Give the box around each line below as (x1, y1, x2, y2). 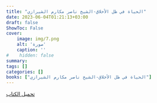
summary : (6, 58, 28, 64)
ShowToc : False (6, 25, 44, 31)
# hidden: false (6, 52, 54, 58)
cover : (6, 31, 22, 36)
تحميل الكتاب (6, 91, 35, 98)
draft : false (6, 19, 38, 25)
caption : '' (17, 47, 46, 53)
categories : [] (6, 69, 44, 75)
